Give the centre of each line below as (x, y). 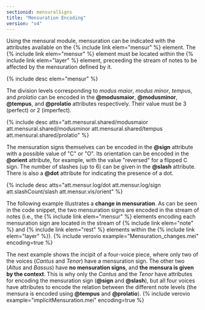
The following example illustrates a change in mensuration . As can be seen (102, 204)
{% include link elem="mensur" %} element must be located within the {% (100, 54)
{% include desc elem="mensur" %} (52, 79)
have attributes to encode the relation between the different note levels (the (102, 287)
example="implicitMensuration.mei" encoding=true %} (76, 300)
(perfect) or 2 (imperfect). (39, 110)
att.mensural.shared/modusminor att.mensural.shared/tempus (85, 129)
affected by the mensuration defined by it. (59, 67)
